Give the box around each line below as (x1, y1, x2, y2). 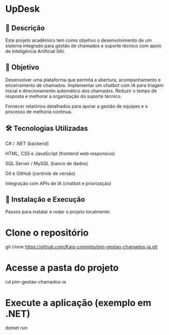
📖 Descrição (5, 24, 45, 32)
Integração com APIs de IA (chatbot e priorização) (5, 180, 111, 186)
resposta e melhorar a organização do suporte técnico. (5, 93, 122, 99)
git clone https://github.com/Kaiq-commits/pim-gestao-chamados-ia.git (5, 244, 158, 250)
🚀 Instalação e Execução (5, 195, 85, 204)
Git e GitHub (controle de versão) (5, 170, 76, 177)
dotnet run (5, 325, 28, 331)
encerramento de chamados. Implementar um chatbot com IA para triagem (5, 82, 164, 88)
